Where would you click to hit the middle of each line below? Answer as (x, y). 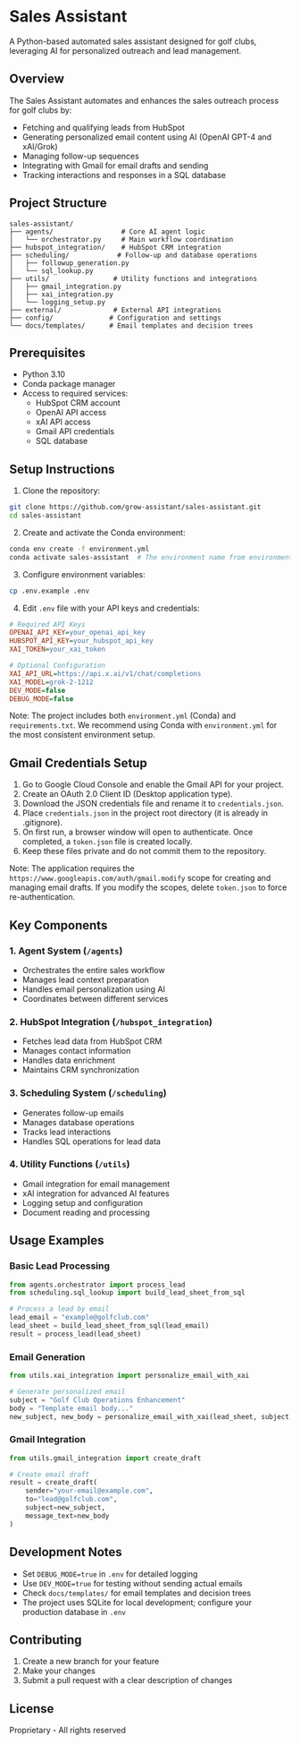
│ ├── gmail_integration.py (66, 286)
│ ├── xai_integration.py (62, 294)
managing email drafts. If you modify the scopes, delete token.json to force (148, 887)
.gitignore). (42, 823)
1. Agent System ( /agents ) (66, 951)
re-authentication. (42, 897)
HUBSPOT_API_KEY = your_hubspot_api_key (81, 641)
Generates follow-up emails (73, 1113)
